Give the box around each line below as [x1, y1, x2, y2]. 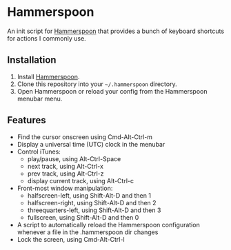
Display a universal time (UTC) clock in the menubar [17, 140, 165, 148]
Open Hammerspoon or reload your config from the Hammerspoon [17, 87, 208, 95]
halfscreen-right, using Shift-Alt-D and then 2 [27, 198, 157, 207]
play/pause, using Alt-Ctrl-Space [27, 154, 121, 163]
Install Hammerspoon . [17, 72, 80, 81]
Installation [7, 54, 57, 66]
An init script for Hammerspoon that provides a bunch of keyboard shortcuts [7, 27, 225, 35]
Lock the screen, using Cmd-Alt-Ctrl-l [17, 235, 125, 243]
